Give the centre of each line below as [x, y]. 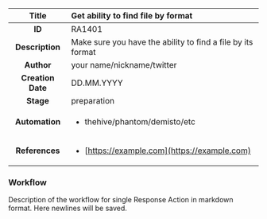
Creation [38, 78]
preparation [93, 101]
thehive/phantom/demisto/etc [140, 121]
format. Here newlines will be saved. [68, 208]
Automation [38, 121]
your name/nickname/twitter [124, 65]
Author [38, 65]
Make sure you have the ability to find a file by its [162, 42]
